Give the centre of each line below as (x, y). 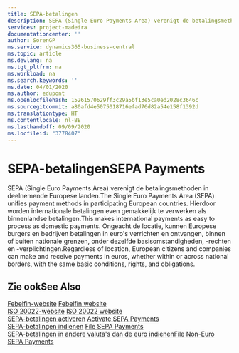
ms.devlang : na (30, 61)
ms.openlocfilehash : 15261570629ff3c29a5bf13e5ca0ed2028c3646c (103, 101)
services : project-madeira (47, 27)
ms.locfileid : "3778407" (44, 133)
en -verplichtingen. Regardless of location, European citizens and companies (119, 249)
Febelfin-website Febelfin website (57, 304)
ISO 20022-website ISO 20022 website (65, 312)
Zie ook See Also (44, 286)
